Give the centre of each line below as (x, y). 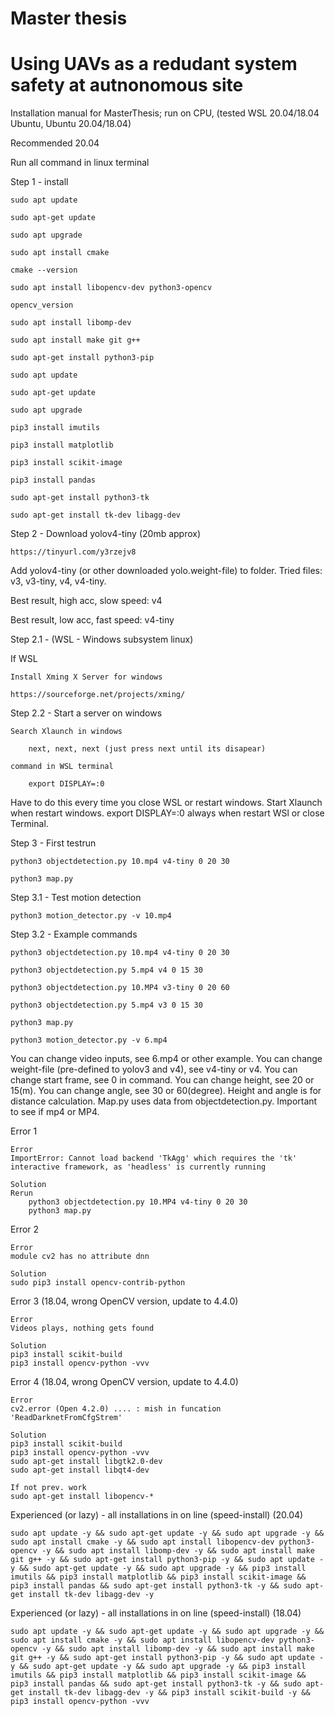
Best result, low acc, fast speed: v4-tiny (92, 620)
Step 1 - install (39, 182)
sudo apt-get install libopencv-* (82, 1497)
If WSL (24, 659)
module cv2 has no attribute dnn (80, 1257)
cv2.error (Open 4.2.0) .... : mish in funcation (116, 1409)
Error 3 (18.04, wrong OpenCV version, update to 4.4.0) (124, 1301)
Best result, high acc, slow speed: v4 (86, 601)
